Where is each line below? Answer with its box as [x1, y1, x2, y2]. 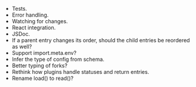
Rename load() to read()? [11, 74, 73, 82]
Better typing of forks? [11, 62, 68, 69]
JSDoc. [11, 30, 30, 38]
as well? [11, 43, 32, 50]
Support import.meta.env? [11, 49, 76, 56]
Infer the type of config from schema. [11, 56, 105, 63]
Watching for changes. [11, 18, 68, 24]
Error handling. [11, 11, 49, 18]
